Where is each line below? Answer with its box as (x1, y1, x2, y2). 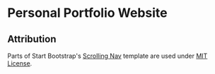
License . (7, 59, 33, 68)
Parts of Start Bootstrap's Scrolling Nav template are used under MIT (7, 51, 208, 60)
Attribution (7, 33, 57, 45)
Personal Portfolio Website (7, 5, 168, 21)
